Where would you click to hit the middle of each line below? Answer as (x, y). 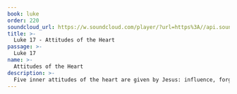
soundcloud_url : (31, 27)
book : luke (23, 14)
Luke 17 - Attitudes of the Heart (64, 40)
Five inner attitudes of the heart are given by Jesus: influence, (115, 80)
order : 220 (23, 20)
